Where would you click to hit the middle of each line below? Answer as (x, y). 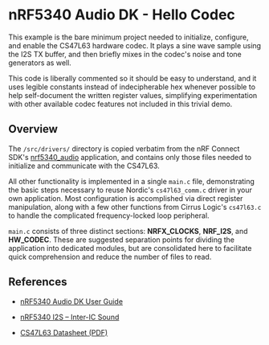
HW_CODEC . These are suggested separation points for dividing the (122, 240)
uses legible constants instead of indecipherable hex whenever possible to (132, 87)
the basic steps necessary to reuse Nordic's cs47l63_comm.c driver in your (130, 190)
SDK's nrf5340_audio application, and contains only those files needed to (130, 157)
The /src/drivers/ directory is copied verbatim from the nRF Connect (124, 148)
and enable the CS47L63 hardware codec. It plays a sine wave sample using (135, 45)
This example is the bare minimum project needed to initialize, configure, (128, 37)
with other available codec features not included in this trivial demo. (120, 104)
